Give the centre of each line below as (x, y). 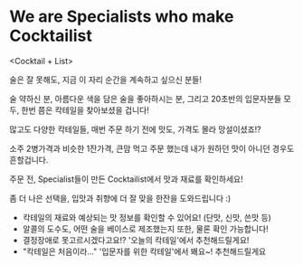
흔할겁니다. (29, 159)
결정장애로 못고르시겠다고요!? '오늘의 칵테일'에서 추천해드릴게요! (136, 240)
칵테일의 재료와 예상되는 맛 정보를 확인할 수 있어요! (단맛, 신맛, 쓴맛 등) (147, 217)
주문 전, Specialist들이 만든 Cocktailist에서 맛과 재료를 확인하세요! (127, 179)
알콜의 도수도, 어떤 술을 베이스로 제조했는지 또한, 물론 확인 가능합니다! (145, 229)
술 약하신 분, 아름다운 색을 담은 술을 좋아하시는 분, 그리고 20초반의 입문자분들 (146, 99)
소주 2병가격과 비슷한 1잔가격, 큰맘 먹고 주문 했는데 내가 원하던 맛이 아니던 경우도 (152, 148)
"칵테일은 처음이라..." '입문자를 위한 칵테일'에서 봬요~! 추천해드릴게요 (144, 251)
